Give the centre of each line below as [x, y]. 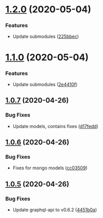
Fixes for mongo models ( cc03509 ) [50, 168]
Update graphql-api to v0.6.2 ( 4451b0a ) [55, 210]
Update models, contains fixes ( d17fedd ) [55, 126]
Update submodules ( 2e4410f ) [45, 84]
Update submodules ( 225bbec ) [46, 36]
